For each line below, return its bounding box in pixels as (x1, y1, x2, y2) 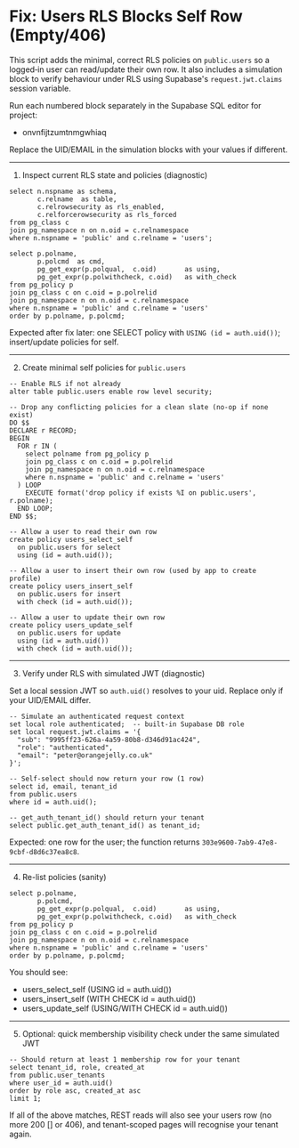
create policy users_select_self (9, 535, 133, 544)
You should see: (9, 966, 69, 977)
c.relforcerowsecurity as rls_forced (36, 210, 177, 219)
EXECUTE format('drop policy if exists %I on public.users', (25, 488, 256, 497)
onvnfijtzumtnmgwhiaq (21, 126, 107, 137)
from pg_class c (9, 218, 69, 227)
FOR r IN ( (17, 441, 58, 450)
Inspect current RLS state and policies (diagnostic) (21, 169, 208, 180)
